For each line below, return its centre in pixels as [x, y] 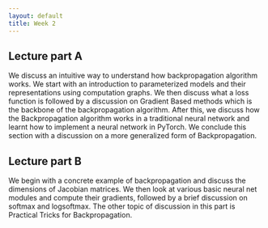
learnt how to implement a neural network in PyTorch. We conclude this [128, 127]
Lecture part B [45, 161]
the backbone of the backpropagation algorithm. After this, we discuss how [134, 110]
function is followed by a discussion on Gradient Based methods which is [130, 101]
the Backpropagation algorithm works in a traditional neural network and [129, 119]
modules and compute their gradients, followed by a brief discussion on [128, 198]
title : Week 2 [32, 23]
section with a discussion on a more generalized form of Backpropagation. [133, 136]
